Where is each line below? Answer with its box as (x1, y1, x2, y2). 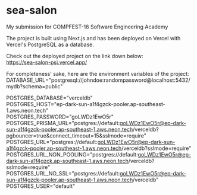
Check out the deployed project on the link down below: (6, 52, 143, 59)
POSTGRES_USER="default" (6, 182, 76, 190)
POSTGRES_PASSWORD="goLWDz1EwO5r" (6, 113, 114, 120)
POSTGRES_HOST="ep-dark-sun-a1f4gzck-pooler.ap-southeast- (6, 100, 165, 107)
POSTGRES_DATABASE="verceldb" (6, 94, 93, 101)
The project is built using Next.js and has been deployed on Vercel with (6, 34, 181, 41)
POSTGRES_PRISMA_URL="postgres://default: (6, 119, 120, 126)
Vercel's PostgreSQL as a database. (6, 41, 94, 48)
